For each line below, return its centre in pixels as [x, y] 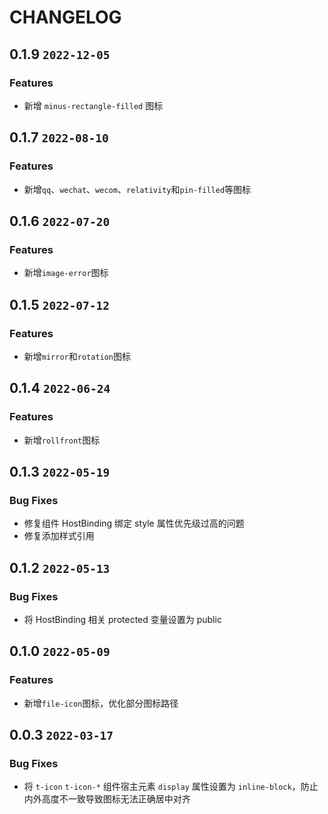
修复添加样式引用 [59, 536]
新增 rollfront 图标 [62, 440]
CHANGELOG [65, 17]
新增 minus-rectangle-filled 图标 [93, 105]
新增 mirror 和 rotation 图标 [77, 356]
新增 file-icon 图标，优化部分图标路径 [101, 703]
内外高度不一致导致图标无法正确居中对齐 [107, 799]
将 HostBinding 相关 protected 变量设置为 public [122, 619]
